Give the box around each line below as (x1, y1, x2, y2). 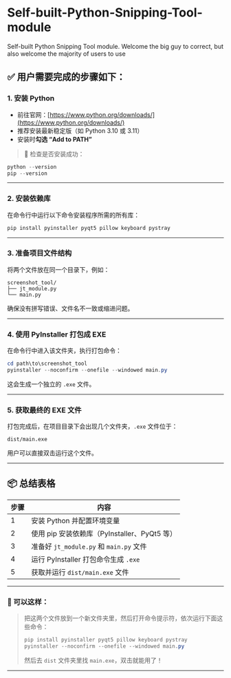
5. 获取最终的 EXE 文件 (7, 405, 82, 414)
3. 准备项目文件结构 (7, 248, 72, 258)
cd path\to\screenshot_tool (7, 360, 88, 368)
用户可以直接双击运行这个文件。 (7, 449, 98, 457)
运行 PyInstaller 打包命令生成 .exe (31, 555, 140, 564)
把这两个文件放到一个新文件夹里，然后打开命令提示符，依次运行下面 (23, 614, 217, 622)
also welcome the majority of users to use (7, 50, 126, 58)
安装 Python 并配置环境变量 (31, 516, 120, 525)
